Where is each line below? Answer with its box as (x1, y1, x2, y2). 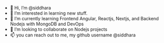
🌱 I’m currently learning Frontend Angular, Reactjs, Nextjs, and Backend (10, 16, 159, 21)
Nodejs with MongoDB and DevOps (10, 21, 84, 27)
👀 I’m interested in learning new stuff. (10, 10, 88, 16)
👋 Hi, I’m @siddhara (10, 5, 51, 11)
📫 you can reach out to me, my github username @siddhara (10, 32, 136, 38)
